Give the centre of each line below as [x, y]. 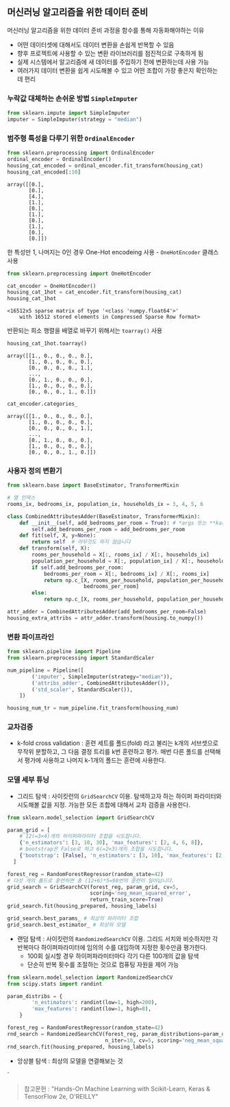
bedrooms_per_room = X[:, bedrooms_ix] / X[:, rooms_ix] [127, 574]
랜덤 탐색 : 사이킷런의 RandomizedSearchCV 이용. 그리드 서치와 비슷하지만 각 [117, 938]
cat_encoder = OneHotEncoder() [52, 286]
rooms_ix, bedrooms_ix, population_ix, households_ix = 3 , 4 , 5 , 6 [105, 504]
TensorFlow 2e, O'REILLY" [61, 1096]
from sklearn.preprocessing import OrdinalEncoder [81, 153]
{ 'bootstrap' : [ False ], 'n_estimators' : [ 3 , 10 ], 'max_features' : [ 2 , [122, 855]
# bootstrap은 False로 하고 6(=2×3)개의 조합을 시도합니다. [97, 849]
